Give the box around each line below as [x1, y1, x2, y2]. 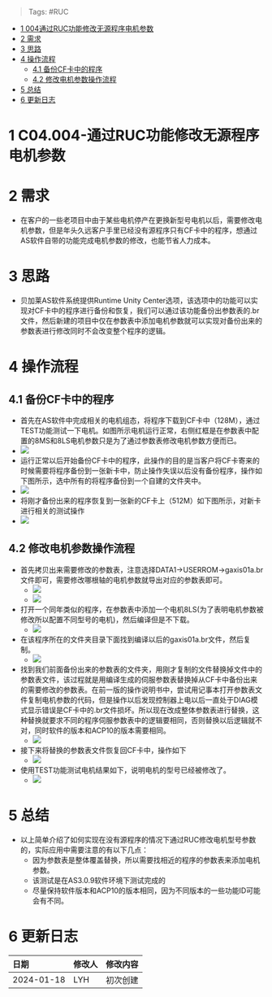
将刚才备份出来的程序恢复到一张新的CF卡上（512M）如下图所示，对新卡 [19, 496, 261, 506]
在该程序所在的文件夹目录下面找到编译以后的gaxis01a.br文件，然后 [19, 634, 244, 644]
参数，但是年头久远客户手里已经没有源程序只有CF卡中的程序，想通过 [27, 225, 258, 235]
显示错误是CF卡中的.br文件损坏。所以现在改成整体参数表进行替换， [27, 705, 253, 715]
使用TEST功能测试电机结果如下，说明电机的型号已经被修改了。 [19, 764, 231, 775]
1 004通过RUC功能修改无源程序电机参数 [19, 24, 154, 33]
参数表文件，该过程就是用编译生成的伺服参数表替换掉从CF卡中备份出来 [19, 674, 258, 684]
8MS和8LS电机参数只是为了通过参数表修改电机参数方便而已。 [34, 436, 241, 446]
